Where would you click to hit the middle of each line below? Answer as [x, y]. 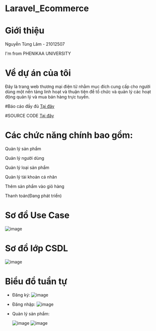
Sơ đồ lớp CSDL [37, 248]
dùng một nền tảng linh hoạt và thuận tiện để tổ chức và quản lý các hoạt [78, 92]
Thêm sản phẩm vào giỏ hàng [35, 186]
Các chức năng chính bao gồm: [69, 135]
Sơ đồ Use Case [37, 215]
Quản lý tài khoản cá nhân [31, 177]
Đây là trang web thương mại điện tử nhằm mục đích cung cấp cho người [78, 87]
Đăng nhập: [23, 304]
